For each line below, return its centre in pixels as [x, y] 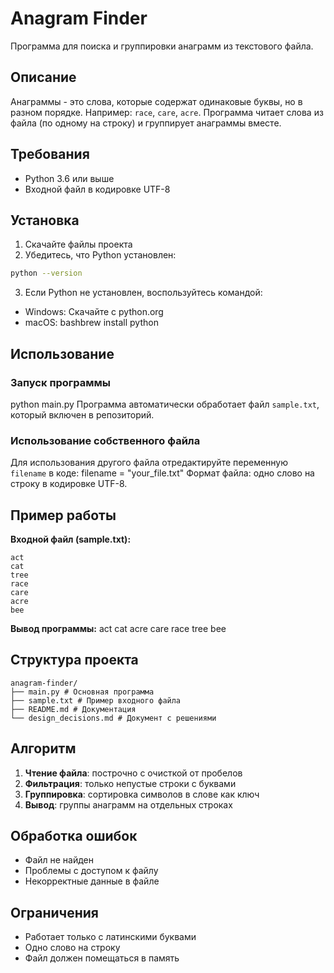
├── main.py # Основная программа [82, 692]
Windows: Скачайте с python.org [94, 312]
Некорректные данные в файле [92, 881]
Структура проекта [74, 660]
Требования [50, 154]
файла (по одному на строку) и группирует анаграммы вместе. [146, 123]
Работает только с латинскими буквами [110, 937]
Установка [45, 220]
